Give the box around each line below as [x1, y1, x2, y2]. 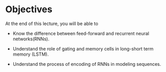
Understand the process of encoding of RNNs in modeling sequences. [12, 61, 161, 67]
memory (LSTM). [12, 51, 49, 57]
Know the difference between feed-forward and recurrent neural [12, 30, 150, 36]
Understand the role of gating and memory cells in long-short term [12, 45, 154, 52]
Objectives [5, 4, 53, 15]
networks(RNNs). [12, 36, 50, 42]
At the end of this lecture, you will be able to [5, 20, 98, 27]
